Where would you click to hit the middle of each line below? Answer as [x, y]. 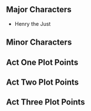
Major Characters [39, 10]
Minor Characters [39, 43]
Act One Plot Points [42, 62]
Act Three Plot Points [45, 102]
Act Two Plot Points [43, 82]
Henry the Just [33, 23]
